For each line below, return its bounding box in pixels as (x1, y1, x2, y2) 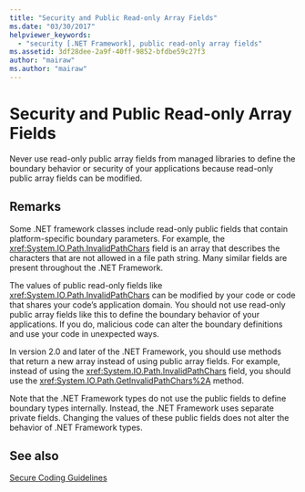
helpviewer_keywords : (9, 30, 92, 39)
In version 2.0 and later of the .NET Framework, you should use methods (9, 346, 282, 357)
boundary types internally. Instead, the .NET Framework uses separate (9, 403, 275, 413)
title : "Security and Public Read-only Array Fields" (9, 13, 219, 23)
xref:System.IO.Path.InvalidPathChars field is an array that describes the (9, 243, 280, 254)
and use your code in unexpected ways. (9, 328, 159, 339)
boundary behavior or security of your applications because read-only (9, 162, 274, 173)
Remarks (9, 199, 62, 215)
